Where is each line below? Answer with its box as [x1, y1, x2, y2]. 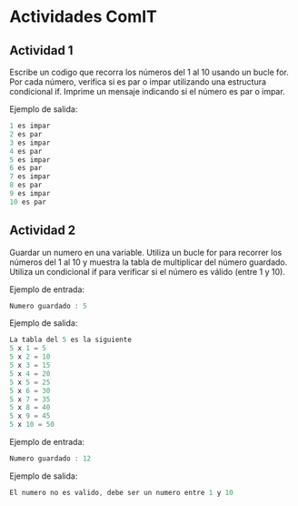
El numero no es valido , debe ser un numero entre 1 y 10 [9, 488, 233, 497]
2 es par [9, 129, 43, 138]
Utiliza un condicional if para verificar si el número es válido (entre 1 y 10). [9, 266, 286, 277]
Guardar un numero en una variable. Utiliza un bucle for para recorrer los [9, 247, 283, 258]
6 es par [9, 164, 43, 173]
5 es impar [9, 155, 51, 165]
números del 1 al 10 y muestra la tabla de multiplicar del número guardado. [9, 257, 288, 268]
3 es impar [9, 138, 51, 147]
